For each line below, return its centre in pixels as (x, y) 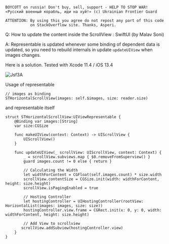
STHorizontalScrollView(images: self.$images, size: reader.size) (77, 98)
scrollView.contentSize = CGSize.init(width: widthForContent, (91, 179)
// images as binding (28, 94)
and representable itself (30, 108)
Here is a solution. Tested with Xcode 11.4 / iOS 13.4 (59, 65)
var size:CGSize (32, 126)
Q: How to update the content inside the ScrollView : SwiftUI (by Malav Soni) (85, 34)
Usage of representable (30, 84)
